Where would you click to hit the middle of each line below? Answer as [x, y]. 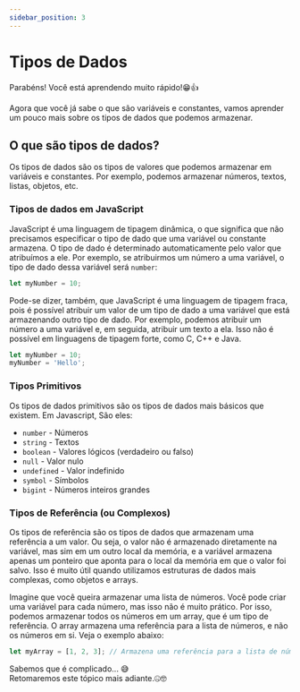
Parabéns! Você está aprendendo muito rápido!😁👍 [104, 87]
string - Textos [50, 442]
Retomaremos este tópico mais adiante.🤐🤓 [88, 678]
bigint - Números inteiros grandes [86, 490]
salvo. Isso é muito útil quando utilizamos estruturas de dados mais [133, 570]
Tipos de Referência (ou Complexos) [90, 513]
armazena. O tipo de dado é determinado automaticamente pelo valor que [145, 248]
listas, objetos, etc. [44, 186]
